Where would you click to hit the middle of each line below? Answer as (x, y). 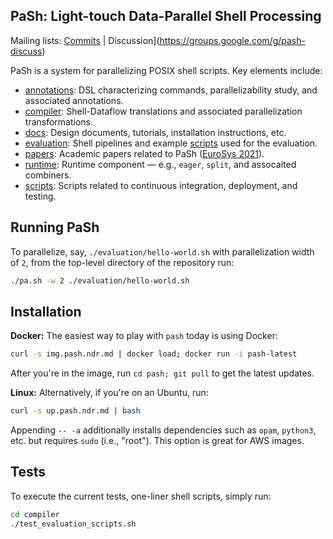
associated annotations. (74, 100)
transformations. (59, 121)
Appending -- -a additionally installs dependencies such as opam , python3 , (163, 430)
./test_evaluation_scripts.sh (73, 524)
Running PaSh (55, 227)
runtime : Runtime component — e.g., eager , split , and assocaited (160, 164)
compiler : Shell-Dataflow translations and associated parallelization (163, 111)
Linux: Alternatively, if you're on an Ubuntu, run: (109, 393)
